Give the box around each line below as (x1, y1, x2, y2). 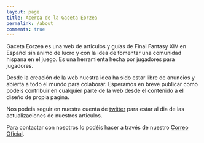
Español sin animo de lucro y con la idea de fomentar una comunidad (6, 50, 182, 57)
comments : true (6, 26, 45, 32)
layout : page (6, 9, 40, 15)
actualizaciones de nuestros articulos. (6, 112, 103, 119)
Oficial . (6, 130, 25, 137)
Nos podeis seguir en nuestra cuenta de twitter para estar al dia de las (6, 105, 184, 113)
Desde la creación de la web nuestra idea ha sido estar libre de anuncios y (6, 74, 195, 81)
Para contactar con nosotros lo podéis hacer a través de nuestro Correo (6, 123, 189, 131)
